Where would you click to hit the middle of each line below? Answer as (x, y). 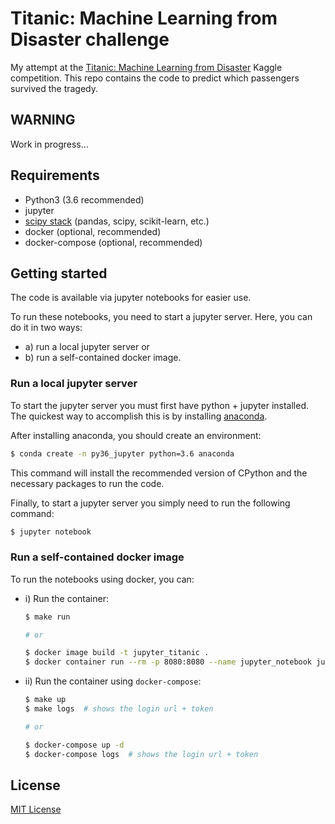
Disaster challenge (90, 39)
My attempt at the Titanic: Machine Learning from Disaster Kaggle (146, 67)
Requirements (55, 175)
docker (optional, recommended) (93, 231)
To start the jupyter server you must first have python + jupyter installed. (160, 405)
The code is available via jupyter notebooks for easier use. (131, 298)
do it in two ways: (46, 328)
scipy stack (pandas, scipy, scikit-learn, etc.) (117, 221)
